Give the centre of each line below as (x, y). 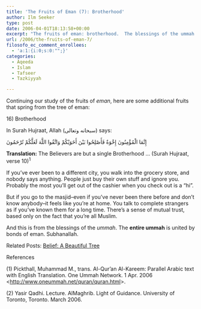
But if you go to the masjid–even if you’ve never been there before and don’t (100, 197)
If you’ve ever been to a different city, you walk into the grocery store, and (98, 172)
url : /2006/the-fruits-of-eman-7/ (49, 40)
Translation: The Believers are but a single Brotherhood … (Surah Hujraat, (97, 154)
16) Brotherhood (26, 119)
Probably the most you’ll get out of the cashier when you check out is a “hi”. (100, 185)
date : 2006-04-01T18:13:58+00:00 (48, 28)
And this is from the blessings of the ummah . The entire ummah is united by (100, 228)
